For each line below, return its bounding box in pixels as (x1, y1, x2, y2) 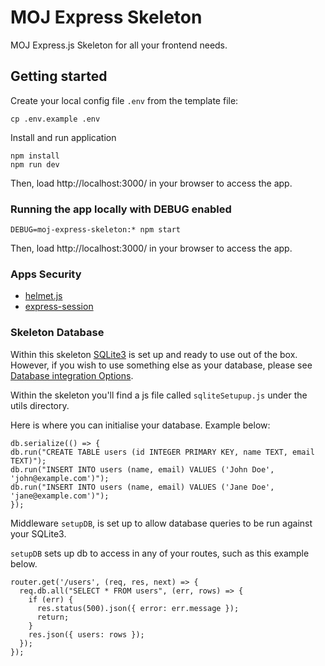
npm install (10, 151, 60, 161)
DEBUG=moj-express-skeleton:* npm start (10, 225, 182, 235)
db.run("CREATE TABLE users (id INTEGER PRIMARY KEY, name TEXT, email (10, 447, 315, 457)
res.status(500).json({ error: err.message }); (36, 603, 240, 613)
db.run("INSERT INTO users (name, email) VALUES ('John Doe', (10, 464, 275, 475)
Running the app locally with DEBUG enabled (10, 202, 232, 216)
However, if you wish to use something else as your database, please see (10, 359, 313, 371)
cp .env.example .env (10, 114, 101, 124)
